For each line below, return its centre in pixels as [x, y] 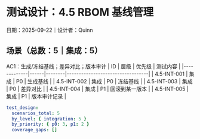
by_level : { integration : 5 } [49, 119]
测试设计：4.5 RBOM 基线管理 [80, 12]
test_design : [22, 108]
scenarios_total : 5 [36, 113]
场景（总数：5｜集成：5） [54, 51]
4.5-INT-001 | [171, 74]
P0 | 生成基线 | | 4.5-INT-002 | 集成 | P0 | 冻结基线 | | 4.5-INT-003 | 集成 [104, 81]
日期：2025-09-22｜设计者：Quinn [50, 30]
